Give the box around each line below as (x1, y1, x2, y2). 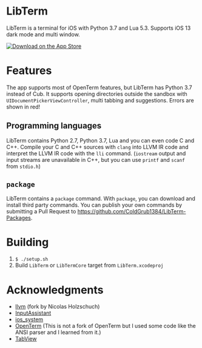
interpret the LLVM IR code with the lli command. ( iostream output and (6, 150, 186, 157)
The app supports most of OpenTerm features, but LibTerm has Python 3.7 (6, 84, 192, 91)
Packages (6, 214, 32, 221)
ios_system (15, 316, 44, 323)
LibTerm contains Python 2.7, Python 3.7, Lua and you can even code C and (6, 136, 195, 144)
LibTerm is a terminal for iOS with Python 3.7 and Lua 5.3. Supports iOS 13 (6, 24, 191, 32)
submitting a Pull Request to (6, 207, 76, 215)
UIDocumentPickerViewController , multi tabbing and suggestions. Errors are (6, 96, 194, 104)
